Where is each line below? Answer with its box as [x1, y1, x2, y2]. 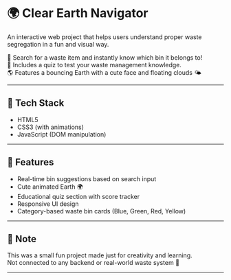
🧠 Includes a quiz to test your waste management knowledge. [7, 60, 182, 69]
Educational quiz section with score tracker [16, 192, 140, 200]
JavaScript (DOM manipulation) [16, 130, 107, 138]
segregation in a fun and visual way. [7, 40, 109, 48]
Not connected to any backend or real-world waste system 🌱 [7, 259, 180, 267]
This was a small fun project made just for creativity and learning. [7, 251, 192, 259]
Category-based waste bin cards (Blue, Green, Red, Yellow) [16, 207, 186, 215]
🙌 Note [7, 233, 36, 244]
